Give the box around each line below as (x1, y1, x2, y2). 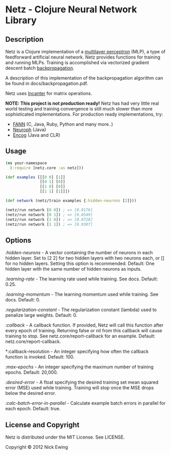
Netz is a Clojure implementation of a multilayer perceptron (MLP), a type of (5, 49, 166, 54)
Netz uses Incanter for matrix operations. (5, 90, 92, 96)
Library (5, 14, 37, 26)
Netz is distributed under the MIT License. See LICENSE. (5, 434, 125, 440)
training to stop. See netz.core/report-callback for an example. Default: (5, 333, 156, 339)
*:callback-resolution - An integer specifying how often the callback (5, 348, 149, 355)
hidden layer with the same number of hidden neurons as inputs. (5, 266, 142, 272)
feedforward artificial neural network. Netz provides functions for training (5, 54, 161, 60)
